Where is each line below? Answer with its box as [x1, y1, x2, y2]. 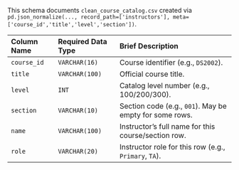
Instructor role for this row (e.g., [119, 142, 225, 152]
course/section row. [119, 131, 186, 140]
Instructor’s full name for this [119, 122, 216, 131]
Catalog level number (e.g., [119, 81, 210, 90]
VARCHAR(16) [58, 58, 98, 66]
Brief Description [119, 41, 179, 51]
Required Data [58, 37, 108, 46]
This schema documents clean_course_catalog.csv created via [7, 6, 192, 14]
